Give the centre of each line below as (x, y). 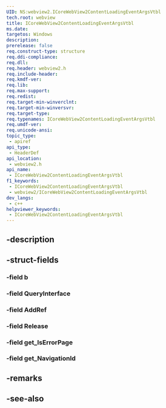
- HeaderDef (24, 153)
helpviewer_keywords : (34, 209)
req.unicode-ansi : (29, 130)
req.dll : (17, 62)
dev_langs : (20, 198)
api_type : (19, 147)
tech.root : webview (31, 18)
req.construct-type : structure (46, 52)
